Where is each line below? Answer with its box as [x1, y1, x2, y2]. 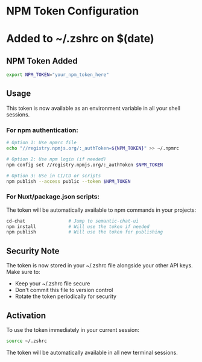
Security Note [6, 246, 60, 256]
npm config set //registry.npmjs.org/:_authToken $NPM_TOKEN [6, 162, 163, 168]
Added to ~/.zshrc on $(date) [6, 32, 155, 46]
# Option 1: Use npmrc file [6, 140, 77, 146]
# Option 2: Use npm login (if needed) [6, 156, 107, 162]
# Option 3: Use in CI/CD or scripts [6, 173, 101, 179]
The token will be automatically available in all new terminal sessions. [6, 349, 178, 356]
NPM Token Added [6, 56, 78, 66]
